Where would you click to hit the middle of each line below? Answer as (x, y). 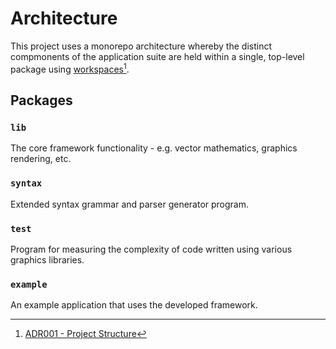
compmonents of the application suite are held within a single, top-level (157, 56)
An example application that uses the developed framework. (134, 305)
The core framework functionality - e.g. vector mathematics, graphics (154, 148)
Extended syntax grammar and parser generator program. (130, 204)
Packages (41, 100)
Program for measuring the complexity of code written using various (151, 249)
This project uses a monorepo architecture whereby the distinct (141, 46)
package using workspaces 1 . (70, 68)
